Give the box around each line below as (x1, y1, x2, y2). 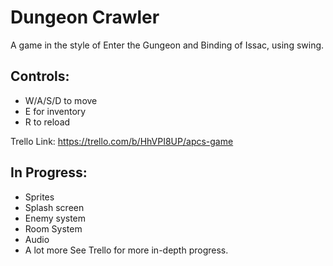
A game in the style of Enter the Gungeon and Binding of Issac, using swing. (10, 39, 325, 51)
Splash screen (24, 201, 85, 213)
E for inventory (24, 105, 87, 117)
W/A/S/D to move (24, 94, 98, 106)
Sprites (24, 191, 55, 203)
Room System (24, 222, 83, 235)
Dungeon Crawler (10, 6, 160, 29)
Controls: (10, 68, 70, 85)
